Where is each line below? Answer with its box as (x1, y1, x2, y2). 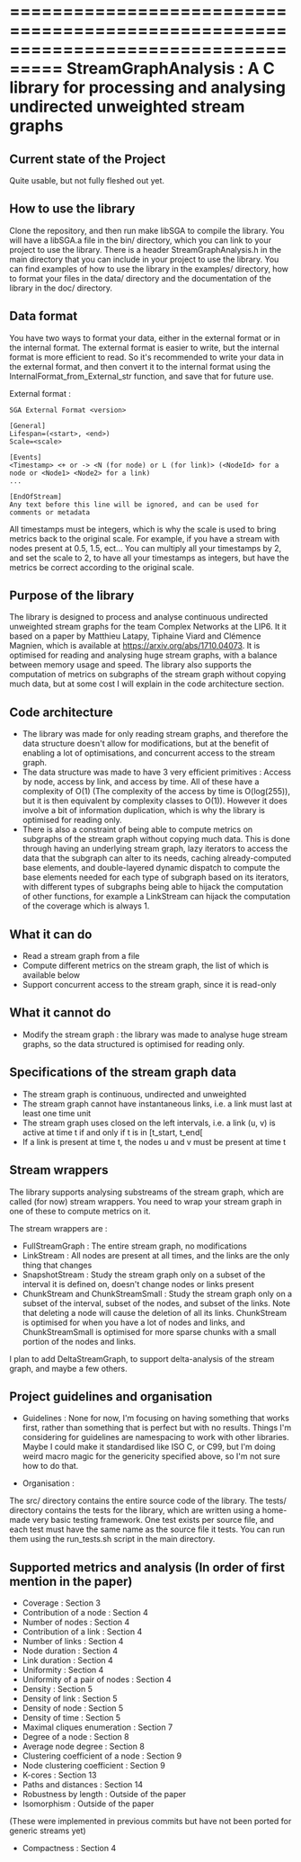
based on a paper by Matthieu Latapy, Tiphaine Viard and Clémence (9, 631, 261, 641)
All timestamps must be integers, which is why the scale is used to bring (9, 524, 277, 534)
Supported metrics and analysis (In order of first (9, 1560, 286, 1575)
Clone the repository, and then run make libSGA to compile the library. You (9, 225, 285, 236)
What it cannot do (9, 1005, 111, 1021)
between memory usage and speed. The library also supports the (9, 659, 252, 670)
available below (22, 970, 81, 980)
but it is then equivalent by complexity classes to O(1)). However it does (22, 795, 288, 806)
